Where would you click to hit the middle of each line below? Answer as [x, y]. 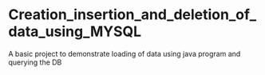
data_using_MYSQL [75, 32]
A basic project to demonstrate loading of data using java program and [125, 53]
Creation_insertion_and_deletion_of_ [132, 15]
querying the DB [35, 62]
